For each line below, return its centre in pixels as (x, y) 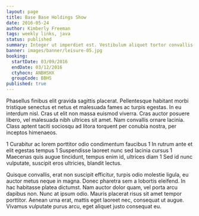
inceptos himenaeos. (32, 132)
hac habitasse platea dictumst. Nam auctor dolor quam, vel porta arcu (92, 187)
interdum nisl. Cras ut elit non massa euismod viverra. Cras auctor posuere (98, 113)
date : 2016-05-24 (28, 23)
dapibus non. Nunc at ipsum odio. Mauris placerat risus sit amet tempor (94, 194)
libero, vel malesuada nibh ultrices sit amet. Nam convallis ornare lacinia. (95, 120)
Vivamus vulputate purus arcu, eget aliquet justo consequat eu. (84, 206)
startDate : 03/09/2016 (40, 61)
